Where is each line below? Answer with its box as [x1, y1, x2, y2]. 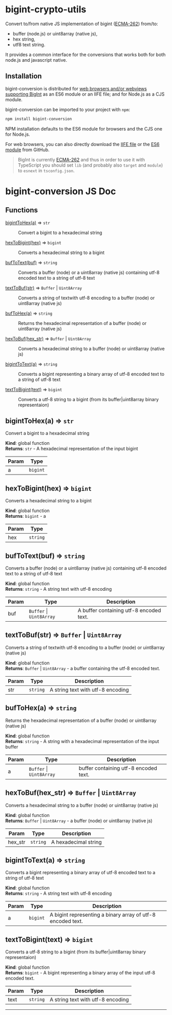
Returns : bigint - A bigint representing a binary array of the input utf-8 [5, 970, 155, 976]
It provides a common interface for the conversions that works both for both [5, 51, 166, 58]
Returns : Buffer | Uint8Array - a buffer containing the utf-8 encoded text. [5, 665, 160, 672]
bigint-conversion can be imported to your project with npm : [5, 106, 131, 113]
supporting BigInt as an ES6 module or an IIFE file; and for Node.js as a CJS [5, 91, 165, 97]
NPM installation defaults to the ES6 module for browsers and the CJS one [5, 125, 163, 132]
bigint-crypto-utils [5, 4, 87, 15]
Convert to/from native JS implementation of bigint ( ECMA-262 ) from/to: [5, 21, 158, 27]
